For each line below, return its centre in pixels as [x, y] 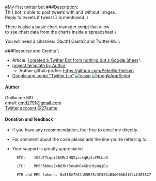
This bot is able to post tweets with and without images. [61, 12]
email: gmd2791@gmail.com [33, 103]
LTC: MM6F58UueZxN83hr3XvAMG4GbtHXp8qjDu [62, 166]
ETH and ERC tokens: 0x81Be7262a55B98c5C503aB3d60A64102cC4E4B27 [84, 175]
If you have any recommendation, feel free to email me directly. [75, 130]
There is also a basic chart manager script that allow [57, 27]
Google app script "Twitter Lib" [43, 76]
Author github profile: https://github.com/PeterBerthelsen [77, 71]
